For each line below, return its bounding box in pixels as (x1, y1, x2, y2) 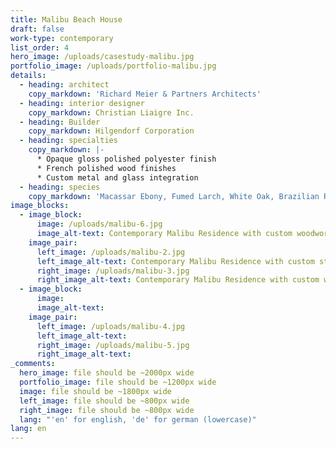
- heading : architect (19, 80, 110, 90)
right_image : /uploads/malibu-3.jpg (36, 266, 190, 276)
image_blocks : (10, 201, 70, 211)
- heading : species (19, 182, 101, 192)
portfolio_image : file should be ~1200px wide (19, 377, 217, 387)
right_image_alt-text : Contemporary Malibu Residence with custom (36, 275, 320, 285)
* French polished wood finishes (36, 163, 177, 173)
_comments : (10, 359, 56, 369)
